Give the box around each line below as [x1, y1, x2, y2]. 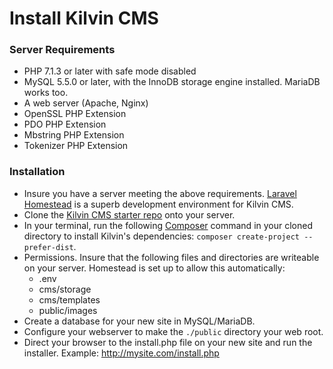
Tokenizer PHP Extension [23, 140, 129, 152]
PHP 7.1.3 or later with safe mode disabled [23, 65, 197, 77]
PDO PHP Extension [23, 118, 107, 131]
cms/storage [38, 283, 92, 295]
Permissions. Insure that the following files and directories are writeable [23, 251, 320, 263]
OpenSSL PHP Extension [23, 108, 127, 120]
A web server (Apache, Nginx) [23, 97, 149, 109]
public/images [38, 304, 98, 316]
